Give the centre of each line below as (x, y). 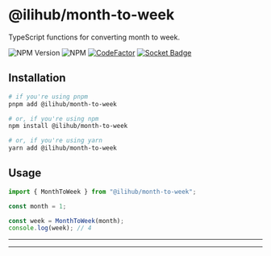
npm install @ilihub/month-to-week (68, 126)
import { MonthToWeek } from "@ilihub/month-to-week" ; (102, 192)
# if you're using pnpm (48, 97)
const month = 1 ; (38, 206)
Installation (37, 78)
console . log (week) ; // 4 (50, 228)
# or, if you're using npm (54, 118)
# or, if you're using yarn (56, 141)
